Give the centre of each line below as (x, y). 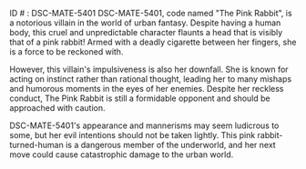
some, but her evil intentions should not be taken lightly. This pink (133, 135)
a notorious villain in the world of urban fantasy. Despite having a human (145, 23)
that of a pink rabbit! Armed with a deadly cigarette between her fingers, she (153, 42)
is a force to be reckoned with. (66, 52)
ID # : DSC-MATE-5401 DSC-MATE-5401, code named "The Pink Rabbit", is (151, 13)
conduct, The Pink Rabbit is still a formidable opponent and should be (140, 98)
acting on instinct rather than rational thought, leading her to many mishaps (151, 79)
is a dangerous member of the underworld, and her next (170, 145)
